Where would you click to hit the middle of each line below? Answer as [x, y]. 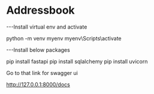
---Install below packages [38, 50]
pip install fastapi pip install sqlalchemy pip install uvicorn [77, 61]
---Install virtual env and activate [47, 27]
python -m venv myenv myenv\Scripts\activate [64, 38]
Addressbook [40, 10]
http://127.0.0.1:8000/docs [38, 84]
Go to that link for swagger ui [42, 73]
